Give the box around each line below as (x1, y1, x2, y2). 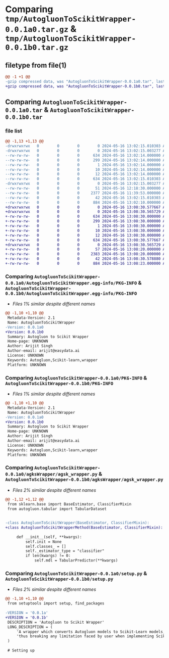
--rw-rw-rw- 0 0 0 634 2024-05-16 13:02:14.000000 (5, 153, 161, 158)
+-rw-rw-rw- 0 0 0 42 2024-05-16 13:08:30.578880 (5, 256, 161, 261)
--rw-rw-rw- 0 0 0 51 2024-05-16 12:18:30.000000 (5, 186, 161, 191)
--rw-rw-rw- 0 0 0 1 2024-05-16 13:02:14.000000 (5, 162, 161, 167)
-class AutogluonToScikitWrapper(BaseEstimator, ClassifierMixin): (5, 521, 150, 526)
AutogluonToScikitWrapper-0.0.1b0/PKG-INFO (5, 381, 114, 386)
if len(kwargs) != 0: (25, 553, 71, 558)
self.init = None (25, 539, 62, 544)
